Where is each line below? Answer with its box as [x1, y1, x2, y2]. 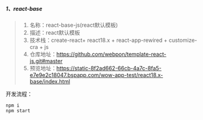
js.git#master [29, 57, 63, 64]
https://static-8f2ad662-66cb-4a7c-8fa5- [56, 64, 162, 72]
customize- [168, 36, 198, 44]
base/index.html [29, 78, 71, 85]
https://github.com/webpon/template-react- [56, 50, 167, 58]
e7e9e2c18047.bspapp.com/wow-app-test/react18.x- [29, 71, 163, 78]
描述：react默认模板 [29, 28, 80, 36]
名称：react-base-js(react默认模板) [29, 21, 118, 28]
